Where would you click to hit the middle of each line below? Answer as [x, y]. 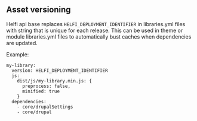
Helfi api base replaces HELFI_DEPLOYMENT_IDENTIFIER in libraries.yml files [96, 24]
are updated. [22, 43]
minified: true [41, 91]
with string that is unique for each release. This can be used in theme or [95, 30]
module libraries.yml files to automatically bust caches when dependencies [99, 36]
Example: [18, 54]
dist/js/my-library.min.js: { [55, 81]
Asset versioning [39, 10]
